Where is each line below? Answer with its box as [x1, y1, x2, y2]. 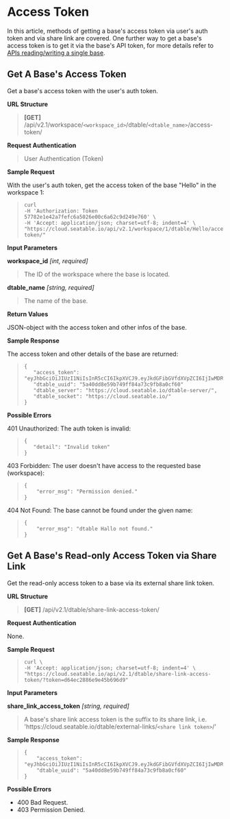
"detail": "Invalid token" [33, 443, 111, 450]
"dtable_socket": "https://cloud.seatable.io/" [33, 393, 172, 400]
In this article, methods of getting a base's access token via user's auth [7, 27, 208, 35]
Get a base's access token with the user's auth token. [7, 86, 159, 95]
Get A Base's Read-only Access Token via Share [7, 550, 217, 562]
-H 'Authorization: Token [23, 207, 98, 215]
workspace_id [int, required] [7, 256, 88, 265]
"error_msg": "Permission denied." [36, 488, 138, 495]
